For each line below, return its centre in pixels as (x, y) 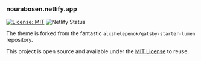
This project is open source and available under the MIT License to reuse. (97, 51)
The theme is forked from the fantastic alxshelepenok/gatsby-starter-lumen (101, 33)
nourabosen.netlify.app (42, 9)
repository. (20, 40)
